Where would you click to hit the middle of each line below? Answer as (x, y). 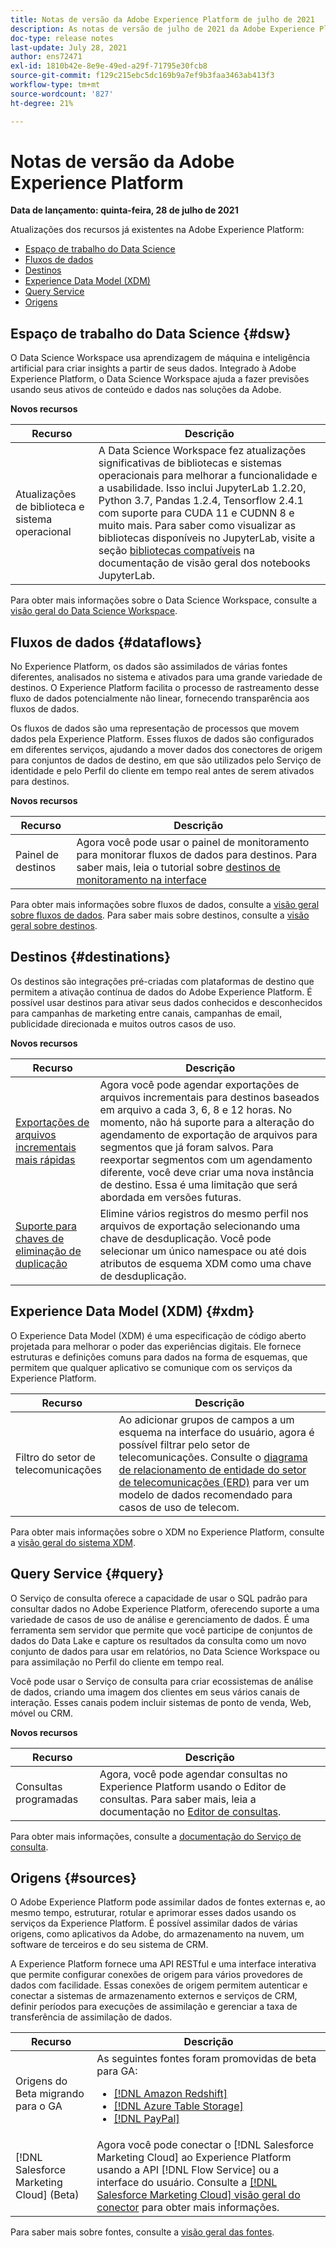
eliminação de (48, 1251)
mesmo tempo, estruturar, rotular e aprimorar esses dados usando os (153, 1913)
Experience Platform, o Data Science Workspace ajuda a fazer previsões (160, 379)
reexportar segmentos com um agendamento (206, 1159)
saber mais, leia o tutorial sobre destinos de (178, 868)
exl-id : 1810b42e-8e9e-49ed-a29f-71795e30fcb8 (109, 66)
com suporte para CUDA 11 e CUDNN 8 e (196, 513)
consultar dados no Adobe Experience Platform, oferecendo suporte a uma (165, 1608)
